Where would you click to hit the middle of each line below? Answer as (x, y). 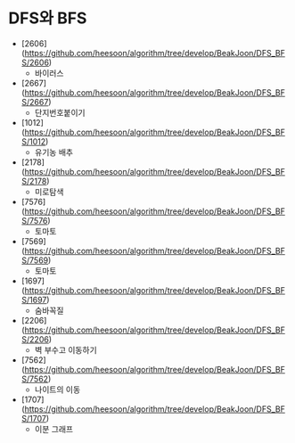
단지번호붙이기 (60, 112)
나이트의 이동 (57, 390)
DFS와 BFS (48, 18)
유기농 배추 (53, 152)
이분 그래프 (53, 429)
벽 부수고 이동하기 (66, 349)
